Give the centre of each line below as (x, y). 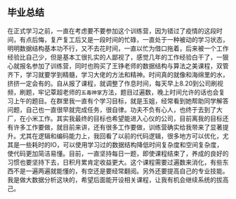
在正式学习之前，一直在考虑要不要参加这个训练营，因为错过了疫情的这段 (112, 31)
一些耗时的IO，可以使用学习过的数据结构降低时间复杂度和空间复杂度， (121, 144)
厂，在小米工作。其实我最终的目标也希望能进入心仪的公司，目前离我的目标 (115, 118)
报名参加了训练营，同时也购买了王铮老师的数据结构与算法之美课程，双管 (124, 66)
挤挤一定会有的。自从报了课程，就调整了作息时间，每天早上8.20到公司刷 (112, 83)
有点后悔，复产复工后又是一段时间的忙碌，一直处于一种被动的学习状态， (124, 39)
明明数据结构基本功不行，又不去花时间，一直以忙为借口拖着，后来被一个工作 (118, 48)
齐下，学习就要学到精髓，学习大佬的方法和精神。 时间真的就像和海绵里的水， (118, 74)
